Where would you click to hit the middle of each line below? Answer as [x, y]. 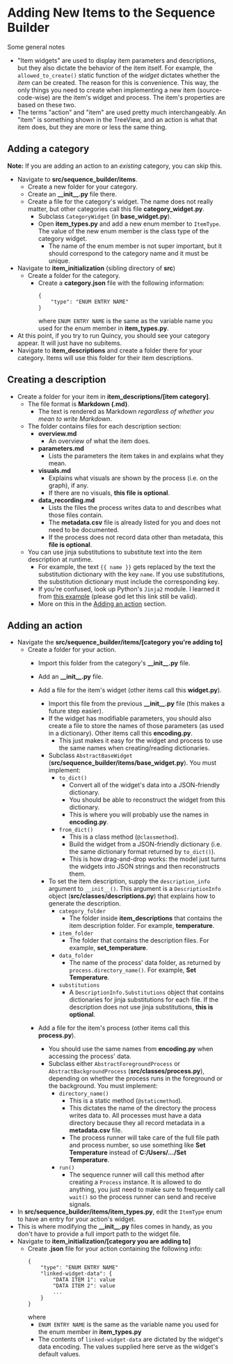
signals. [80, 1204]
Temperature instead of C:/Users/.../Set [128, 1153]
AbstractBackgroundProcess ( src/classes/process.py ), [127, 1071]
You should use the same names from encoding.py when [131, 1049]
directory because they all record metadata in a [137, 1123]
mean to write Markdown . [75, 419]
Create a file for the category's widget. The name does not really [120, 201]
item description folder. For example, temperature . [142, 926]
